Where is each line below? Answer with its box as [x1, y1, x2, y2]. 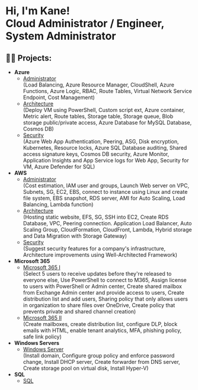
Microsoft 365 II [23, 314, 62, 321]
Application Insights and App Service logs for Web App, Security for [23, 157, 189, 164]
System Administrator [5, 30, 116, 43]
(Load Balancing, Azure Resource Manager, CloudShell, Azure [23, 81, 174, 88]
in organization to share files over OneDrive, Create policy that [23, 302, 175, 309]
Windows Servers [14, 340, 60, 346]
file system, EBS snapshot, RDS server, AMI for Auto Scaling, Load [23, 194, 186, 202]
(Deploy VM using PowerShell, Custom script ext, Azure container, [23, 107, 185, 113]
